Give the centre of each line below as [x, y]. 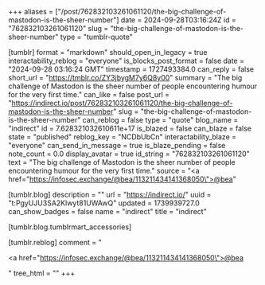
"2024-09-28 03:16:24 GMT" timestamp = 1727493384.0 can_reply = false [131, 69]
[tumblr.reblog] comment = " [55, 242]
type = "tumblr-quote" [96, 37]
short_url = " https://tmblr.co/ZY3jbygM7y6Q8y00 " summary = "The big [125, 78]
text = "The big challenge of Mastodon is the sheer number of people [122, 162]
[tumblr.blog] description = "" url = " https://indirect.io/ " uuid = [110, 195]
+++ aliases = [31, 12]
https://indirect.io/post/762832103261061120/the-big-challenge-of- [122, 103]
